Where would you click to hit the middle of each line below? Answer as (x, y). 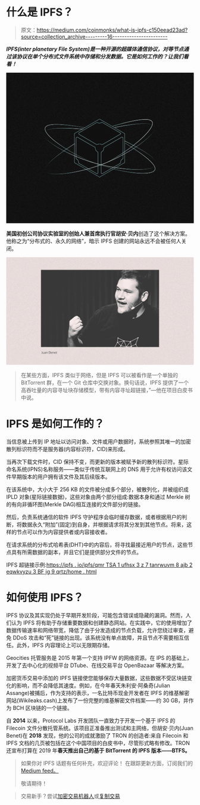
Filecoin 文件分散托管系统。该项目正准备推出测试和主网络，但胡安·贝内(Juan (100, 728)
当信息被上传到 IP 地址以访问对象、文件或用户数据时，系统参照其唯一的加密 (99, 441)
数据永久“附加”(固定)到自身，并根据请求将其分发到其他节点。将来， (104, 524)
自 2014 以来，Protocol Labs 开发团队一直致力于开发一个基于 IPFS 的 (91, 720)
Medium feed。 (40, 770)
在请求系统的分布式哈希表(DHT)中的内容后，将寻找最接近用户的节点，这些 (97, 544)
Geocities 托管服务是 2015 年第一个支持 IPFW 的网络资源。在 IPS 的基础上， (99, 657)
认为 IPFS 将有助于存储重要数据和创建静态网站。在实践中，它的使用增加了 (101, 623)
